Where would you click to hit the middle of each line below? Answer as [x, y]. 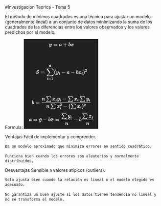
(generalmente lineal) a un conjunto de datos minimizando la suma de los [79, 22]
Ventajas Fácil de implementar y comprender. [51, 137]
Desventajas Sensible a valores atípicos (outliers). [55, 170]
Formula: [14, 127]
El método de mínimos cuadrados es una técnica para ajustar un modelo [78, 16]
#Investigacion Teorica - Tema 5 [38, 7]
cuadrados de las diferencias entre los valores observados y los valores [78, 27]
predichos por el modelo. [30, 32]
